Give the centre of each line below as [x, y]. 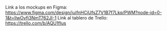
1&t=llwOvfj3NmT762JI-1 [31, 18]
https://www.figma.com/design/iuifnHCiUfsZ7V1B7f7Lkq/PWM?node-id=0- [83, 12]
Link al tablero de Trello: [82, 18]
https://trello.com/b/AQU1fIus [36, 23]
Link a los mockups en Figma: [36, 7]
